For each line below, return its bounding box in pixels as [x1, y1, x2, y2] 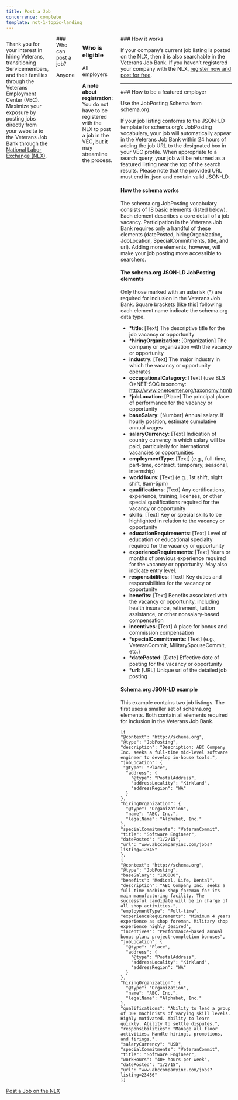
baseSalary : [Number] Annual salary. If [129, 411, 224, 418]
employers [82, 71, 108, 78]
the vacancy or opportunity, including [129, 598, 220, 605]
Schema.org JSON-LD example [120, 686, 198, 693]
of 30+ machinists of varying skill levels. [120, 1010, 231, 1016]
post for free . [120, 71, 153, 79]
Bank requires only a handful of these [120, 225, 211, 232]
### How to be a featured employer [120, 88, 206, 95]
